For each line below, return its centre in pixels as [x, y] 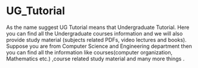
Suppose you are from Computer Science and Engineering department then [99, 46]
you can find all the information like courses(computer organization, [89, 52]
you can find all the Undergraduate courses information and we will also [95, 33]
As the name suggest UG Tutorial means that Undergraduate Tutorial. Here [98, 27]
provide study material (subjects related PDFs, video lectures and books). [96, 40]
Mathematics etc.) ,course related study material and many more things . [95, 59]
